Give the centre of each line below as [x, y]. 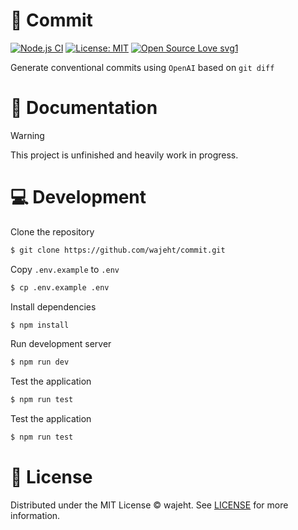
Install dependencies [53, 306]
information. [35, 515]
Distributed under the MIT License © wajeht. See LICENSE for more [149, 505]
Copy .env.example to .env [65, 269]
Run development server [61, 344]
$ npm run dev [40, 362]
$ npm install [40, 325]
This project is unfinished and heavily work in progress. [124, 155]
